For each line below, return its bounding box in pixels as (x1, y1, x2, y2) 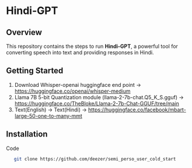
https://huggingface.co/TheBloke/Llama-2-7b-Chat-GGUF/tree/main (14, 100, 180, 107)
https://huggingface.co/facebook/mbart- (88, 106, 187, 113)
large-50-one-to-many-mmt (14, 112, 83, 119)
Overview (6, 27, 43, 37)
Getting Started (6, 66, 64, 76)
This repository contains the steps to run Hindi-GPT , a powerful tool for (6, 43, 178, 50)
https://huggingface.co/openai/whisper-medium (14, 87, 131, 94)
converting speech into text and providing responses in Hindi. (6, 49, 154, 56)
